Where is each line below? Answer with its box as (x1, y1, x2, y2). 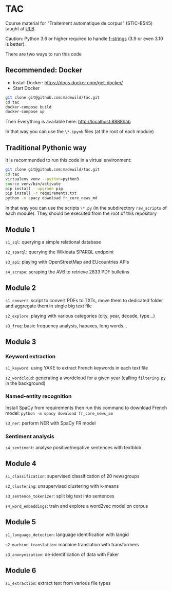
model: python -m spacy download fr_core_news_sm (5, 410, 113, 416)
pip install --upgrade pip (5, 186, 63, 191)
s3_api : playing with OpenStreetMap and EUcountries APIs (5, 259, 129, 265)
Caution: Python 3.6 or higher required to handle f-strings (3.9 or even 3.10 (5, 35, 163, 42)
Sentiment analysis (5, 433, 55, 440)
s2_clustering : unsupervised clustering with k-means (5, 483, 119, 489)
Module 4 (5, 459, 37, 468)
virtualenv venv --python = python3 (5, 176, 80, 181)
